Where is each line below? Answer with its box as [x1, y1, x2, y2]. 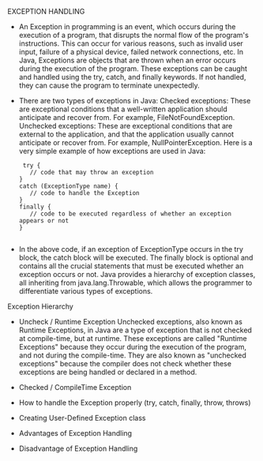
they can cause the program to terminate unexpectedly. [18, 81, 201, 90]
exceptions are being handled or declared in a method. [18, 367, 197, 377]
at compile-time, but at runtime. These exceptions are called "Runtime [18, 334, 247, 343]
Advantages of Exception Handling [18, 429, 132, 437]
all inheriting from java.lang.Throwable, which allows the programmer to [18, 278, 253, 287]
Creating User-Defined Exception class [18, 414, 146, 422]
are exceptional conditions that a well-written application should [18, 104, 228, 114]
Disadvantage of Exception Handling [18, 444, 138, 453]
